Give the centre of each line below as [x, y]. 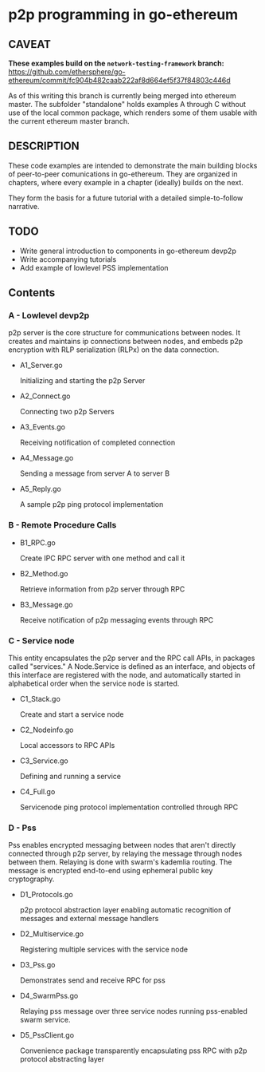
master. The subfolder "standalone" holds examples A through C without [127, 104]
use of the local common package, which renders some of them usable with [133, 113]
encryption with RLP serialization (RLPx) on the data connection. [114, 350]
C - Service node [41, 640]
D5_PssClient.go [47, 1035]
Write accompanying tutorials [68, 259]
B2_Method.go [44, 573]
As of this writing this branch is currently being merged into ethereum [122, 96]
